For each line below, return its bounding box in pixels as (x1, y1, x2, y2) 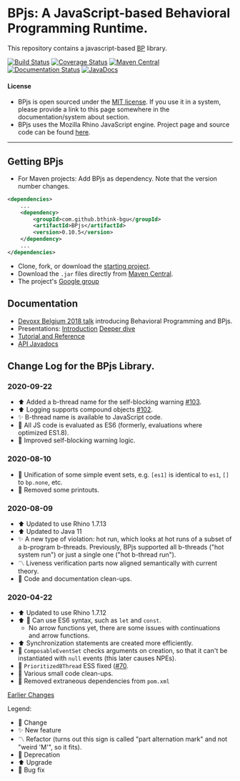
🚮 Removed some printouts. (17, 485, 100, 494)
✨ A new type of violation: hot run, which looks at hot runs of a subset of (17, 534, 232, 543)
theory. (17, 567, 39, 575)
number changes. (17, 181, 70, 190)
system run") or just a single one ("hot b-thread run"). (17, 550, 176, 559)
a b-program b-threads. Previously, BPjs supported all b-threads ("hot (17, 542, 224, 551)
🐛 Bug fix (17, 766, 45, 775)
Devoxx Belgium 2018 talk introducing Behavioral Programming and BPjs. (17, 317, 233, 325)
